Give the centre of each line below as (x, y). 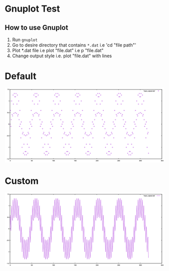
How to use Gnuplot (37, 28)
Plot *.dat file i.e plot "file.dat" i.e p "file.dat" (58, 50)
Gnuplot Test (32, 9)
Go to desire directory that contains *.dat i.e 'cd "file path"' (74, 45)
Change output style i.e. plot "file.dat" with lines (62, 56)
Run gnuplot (25, 40)
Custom (22, 181)
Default (20, 76)
